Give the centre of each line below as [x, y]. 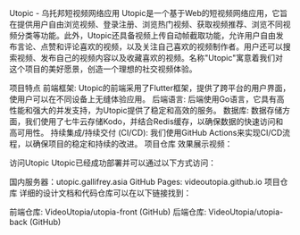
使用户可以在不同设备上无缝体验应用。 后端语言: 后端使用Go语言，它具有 [143, 99]
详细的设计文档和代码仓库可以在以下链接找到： [105, 193]
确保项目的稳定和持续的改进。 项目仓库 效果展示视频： [133, 144]
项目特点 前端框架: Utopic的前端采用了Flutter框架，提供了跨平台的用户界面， [150, 88]
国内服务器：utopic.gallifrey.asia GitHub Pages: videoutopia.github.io [136, 182]
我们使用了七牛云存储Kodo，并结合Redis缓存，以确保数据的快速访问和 [154, 122]
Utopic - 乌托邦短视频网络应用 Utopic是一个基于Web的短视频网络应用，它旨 [149, 13]
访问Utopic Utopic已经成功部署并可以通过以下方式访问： [113, 163]
